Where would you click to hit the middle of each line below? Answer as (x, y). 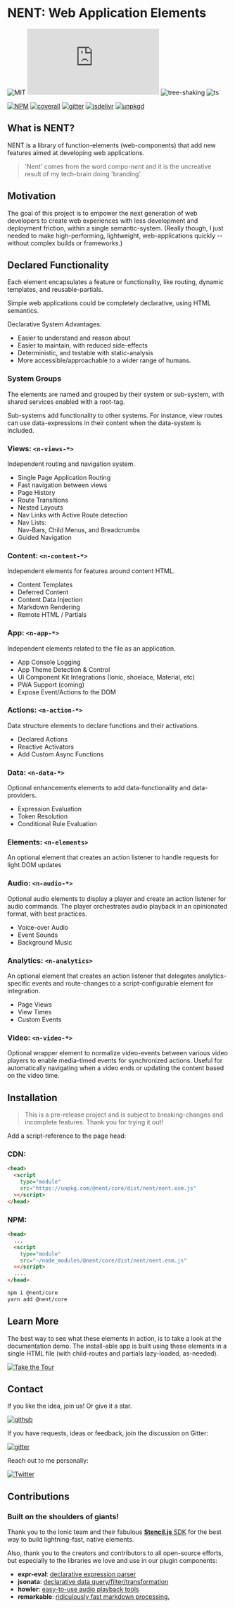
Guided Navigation (44, 537)
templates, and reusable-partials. (55, 290)
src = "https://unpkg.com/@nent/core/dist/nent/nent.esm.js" (108, 1189)
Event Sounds (38, 935)
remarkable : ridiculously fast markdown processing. (94, 1597)
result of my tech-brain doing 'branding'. (83, 173)
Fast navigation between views (62, 485)
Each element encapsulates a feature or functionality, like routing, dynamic (115, 282)
